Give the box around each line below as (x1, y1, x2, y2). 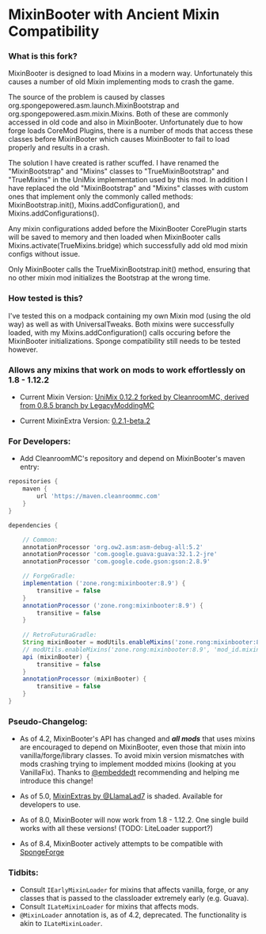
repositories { (8, 478, 59, 486)
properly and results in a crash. (8, 143, 110, 152)
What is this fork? (8, 51, 78, 62)
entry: (19, 462, 40, 472)
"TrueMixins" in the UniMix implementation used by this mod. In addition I (8, 175, 248, 185)
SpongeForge (19, 848, 65, 857)
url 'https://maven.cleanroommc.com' (36, 493, 161, 501)
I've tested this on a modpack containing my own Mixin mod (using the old (8, 311, 251, 320)
